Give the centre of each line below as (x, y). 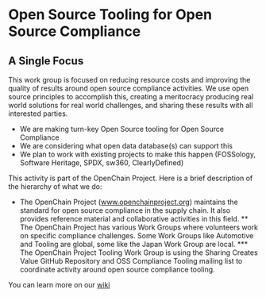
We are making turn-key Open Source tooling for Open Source (122, 129)
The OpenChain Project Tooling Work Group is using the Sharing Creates (139, 253)
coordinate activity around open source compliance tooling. (118, 269)
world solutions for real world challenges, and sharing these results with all (131, 105)
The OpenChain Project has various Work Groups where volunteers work (139, 227)
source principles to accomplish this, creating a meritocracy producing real (131, 96)
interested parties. (38, 114)
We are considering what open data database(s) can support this (126, 146)
